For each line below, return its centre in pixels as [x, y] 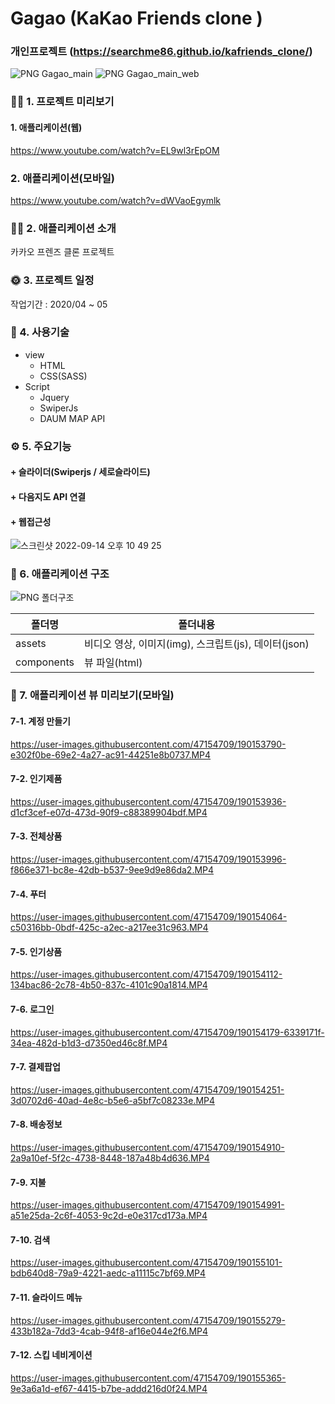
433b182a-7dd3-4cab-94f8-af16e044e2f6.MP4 [109, 1331]
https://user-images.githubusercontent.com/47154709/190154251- [147, 1089]
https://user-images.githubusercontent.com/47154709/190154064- [149, 917]
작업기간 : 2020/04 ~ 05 [59, 304]
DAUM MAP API [72, 418]
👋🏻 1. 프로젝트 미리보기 [62, 102]
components [45, 662]
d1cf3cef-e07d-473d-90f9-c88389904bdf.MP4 [109, 812]
